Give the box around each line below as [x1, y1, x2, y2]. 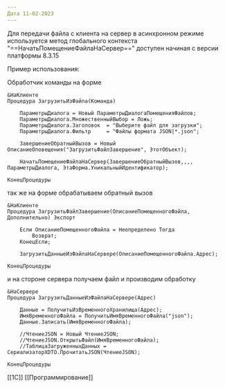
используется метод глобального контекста [7, 36, 138, 45]
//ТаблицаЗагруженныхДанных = [19, 342, 107, 350]
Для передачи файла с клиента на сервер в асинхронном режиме [7, 29, 204, 37]
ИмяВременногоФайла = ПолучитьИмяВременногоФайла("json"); [19, 312, 194, 319]
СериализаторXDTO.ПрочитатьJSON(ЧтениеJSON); [7, 349, 141, 355]
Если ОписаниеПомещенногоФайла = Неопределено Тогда [19, 226, 175, 233]
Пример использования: [7, 64, 80, 73]
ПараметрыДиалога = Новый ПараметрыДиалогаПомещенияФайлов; [19, 109, 197, 116]
